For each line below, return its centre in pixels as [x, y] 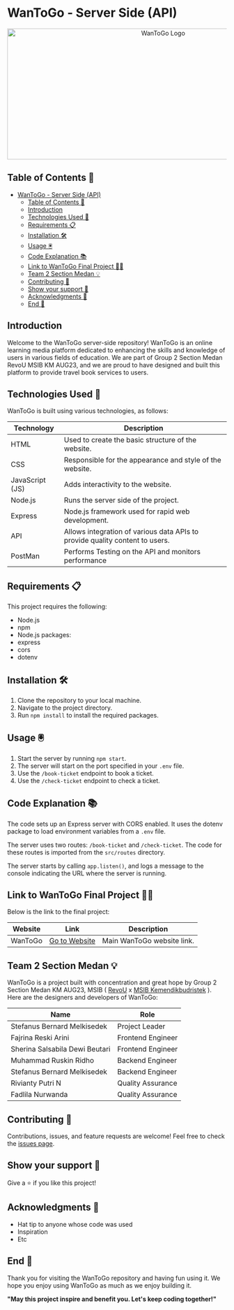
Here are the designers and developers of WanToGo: [83, 998]
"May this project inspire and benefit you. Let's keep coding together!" [112, 1299]
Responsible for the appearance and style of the [142, 460]
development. [86, 521]
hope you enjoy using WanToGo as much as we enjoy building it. [100, 1285]
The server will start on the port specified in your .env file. [101, 766]
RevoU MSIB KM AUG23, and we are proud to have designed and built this [114, 365]
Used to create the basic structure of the [130, 440]
